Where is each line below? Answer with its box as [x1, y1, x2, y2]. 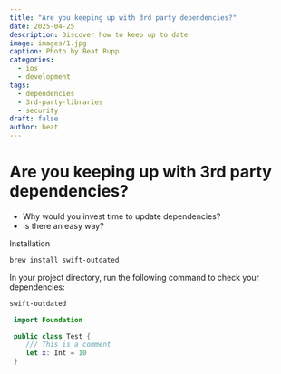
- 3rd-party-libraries [17, 97, 103, 107]
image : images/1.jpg [9, 38, 88, 48]
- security [17, 106, 59, 115]
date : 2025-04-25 [9, 22, 75, 31]
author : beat [9, 123, 59, 132]
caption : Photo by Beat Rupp [9, 47, 120, 56]
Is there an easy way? [22, 220, 104, 231]
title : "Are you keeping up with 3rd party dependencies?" [9, 13, 237, 23]
